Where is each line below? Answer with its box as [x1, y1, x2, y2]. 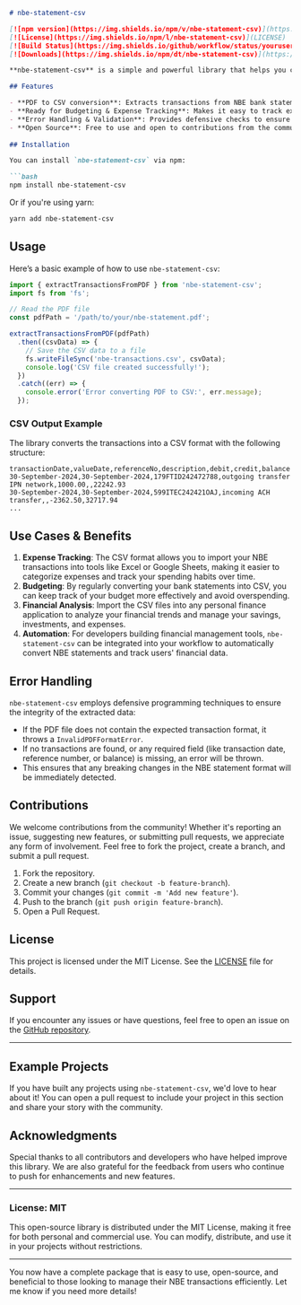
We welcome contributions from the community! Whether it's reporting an [9, 821, 282, 832]
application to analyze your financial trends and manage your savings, [21, 609, 281, 620]
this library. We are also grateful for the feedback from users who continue [9, 1161, 285, 1172]
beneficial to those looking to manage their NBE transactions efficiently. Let [9, 1276, 288, 1287]
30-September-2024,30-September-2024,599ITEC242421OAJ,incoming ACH [9, 488, 271, 497]
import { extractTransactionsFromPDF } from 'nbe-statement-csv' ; [9, 280, 262, 289]
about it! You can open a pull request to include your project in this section [9, 1092, 284, 1103]
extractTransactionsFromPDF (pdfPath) [9, 329, 150, 338]
